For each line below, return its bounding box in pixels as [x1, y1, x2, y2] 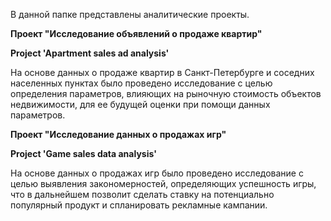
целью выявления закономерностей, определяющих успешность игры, [10, 178, 317, 189]
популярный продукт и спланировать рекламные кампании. [10, 199, 268, 211]
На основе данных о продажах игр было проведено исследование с [10, 167, 304, 179]
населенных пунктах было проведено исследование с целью [10, 77, 273, 89]
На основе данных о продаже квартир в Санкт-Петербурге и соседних [10, 67, 315, 78]
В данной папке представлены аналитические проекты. [10, 9, 250, 20]
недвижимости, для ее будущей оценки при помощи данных [10, 99, 271, 110]
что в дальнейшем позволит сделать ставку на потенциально [10, 189, 275, 200]
